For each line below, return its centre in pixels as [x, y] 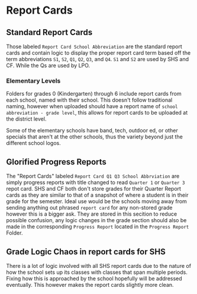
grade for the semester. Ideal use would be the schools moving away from [97, 201]
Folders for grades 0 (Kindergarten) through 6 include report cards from [94, 94]
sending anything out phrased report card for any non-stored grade [89, 208]
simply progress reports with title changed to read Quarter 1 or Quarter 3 [96, 182]
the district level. [26, 119]
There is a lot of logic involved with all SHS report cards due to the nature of [98, 265]
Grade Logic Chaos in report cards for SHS [86, 252]
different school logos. [33, 143]
